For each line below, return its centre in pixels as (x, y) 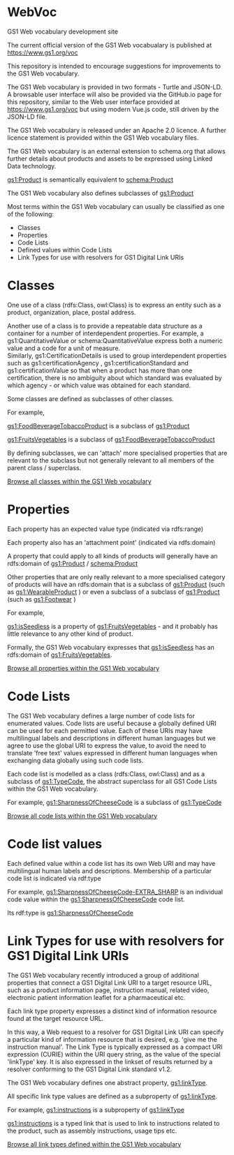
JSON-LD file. (27, 117)
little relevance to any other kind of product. (70, 634)
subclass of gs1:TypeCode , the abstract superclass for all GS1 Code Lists (112, 781)
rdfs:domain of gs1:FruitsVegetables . (60, 655)
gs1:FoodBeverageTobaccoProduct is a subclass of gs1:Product (98, 426)
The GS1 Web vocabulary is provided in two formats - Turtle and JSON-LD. (115, 87)
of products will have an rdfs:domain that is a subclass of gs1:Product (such (116, 584)
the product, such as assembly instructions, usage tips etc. (92, 1131)
